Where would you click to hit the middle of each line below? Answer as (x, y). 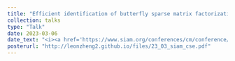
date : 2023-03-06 (33, 33)
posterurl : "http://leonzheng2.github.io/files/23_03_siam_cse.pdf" (109, 46)
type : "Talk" (26, 27)
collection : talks (34, 20)
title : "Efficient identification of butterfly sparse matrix (100, 14)
